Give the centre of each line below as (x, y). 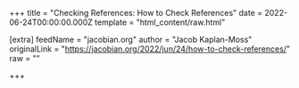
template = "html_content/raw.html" (160, 22)
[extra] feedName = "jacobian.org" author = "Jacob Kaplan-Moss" (131, 40)
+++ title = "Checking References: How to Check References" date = (136, 13)
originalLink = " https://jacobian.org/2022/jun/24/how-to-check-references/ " (150, 49)
